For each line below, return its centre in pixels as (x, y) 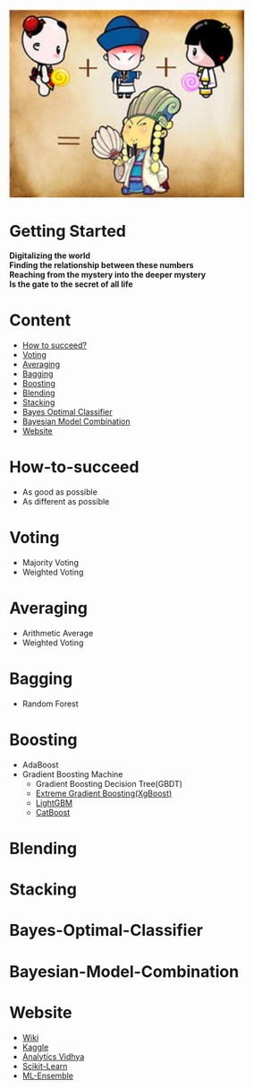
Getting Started (68, 231)
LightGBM (54, 802)
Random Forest (50, 704)
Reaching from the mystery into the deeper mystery (108, 275)
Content (40, 320)
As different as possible (66, 502)
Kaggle (35, 1047)
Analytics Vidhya (53, 1056)
